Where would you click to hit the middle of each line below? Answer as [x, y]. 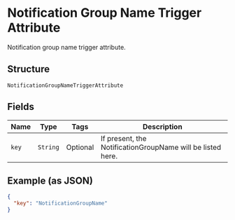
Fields [21, 107]
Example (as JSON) [50, 180]
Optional [80, 147]
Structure [29, 69]
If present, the [123, 138]
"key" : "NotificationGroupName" [61, 204]
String [48, 147]
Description [163, 126]
